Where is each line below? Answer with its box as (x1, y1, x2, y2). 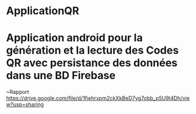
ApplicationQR (6, 4, 79, 18)
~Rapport (6, 89, 30, 96)
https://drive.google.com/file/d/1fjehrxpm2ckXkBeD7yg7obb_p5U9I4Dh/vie (6, 95, 190, 102)
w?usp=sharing (6, 101, 44, 108)
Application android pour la (6, 31, 143, 45)
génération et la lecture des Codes (6, 44, 179, 57)
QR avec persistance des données (6, 56, 178, 70)
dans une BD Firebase (6, 69, 116, 82)
